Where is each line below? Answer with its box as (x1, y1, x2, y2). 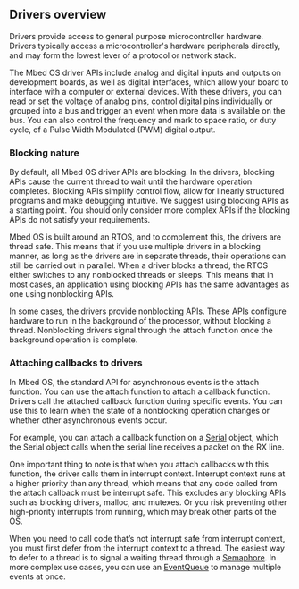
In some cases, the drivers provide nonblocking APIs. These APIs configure (9, 306, 287, 316)
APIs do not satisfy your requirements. (9, 215, 151, 225)
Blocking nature (9, 147, 80, 159)
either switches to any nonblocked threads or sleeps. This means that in (9, 270, 274, 281)
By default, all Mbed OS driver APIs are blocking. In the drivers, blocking (9, 167, 275, 178)
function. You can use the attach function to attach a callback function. (9, 386, 270, 397)
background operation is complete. (9, 334, 138, 345)
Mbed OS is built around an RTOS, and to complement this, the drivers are (9, 231, 282, 242)
